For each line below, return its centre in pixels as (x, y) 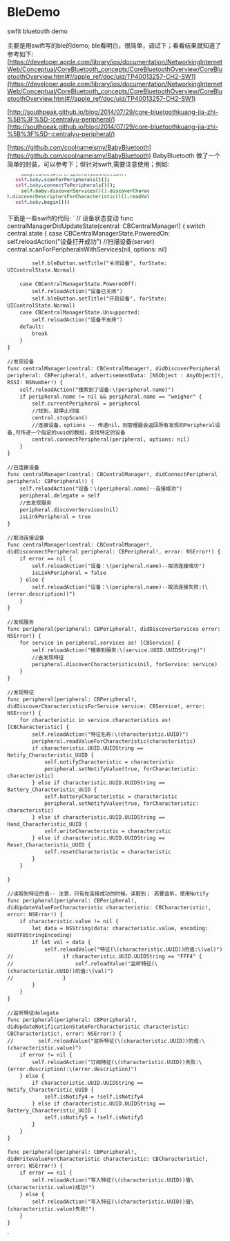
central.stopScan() (60, 418)
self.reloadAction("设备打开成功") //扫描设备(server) (81, 241)
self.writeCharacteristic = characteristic (107, 831)
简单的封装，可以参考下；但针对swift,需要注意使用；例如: (88, 164)
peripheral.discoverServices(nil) (69, 510)
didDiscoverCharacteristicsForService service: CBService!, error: (106, 706)
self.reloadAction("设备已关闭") (77, 291)
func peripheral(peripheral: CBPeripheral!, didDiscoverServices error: (114, 629)
